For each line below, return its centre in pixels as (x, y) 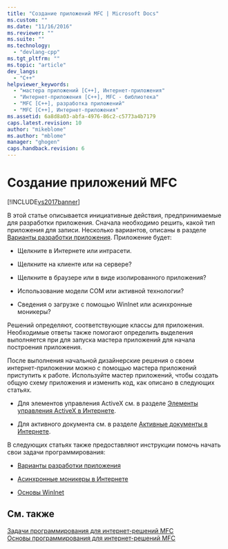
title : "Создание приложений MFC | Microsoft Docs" (83, 13)
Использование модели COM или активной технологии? (101, 290)
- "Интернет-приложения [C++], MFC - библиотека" (86, 97)
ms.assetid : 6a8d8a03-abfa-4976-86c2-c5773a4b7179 (82, 116)
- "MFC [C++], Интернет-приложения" (66, 110)
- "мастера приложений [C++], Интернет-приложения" (89, 91)
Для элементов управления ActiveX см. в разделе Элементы (107, 403)
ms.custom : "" (28, 20)
